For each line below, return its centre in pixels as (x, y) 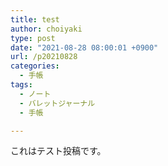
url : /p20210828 (44, 57)
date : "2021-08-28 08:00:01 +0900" (84, 47)
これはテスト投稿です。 (58, 151)
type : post (33, 38)
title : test (35, 19)
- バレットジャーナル (57, 103)
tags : (21, 85)
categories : (35, 66)
